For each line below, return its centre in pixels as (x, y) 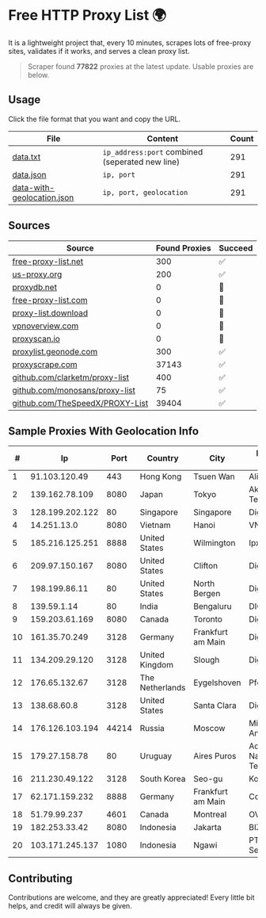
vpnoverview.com (46, 326)
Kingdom (157, 665)
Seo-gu (208, 779)
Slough (207, 660)
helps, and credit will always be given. (70, 906)
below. (38, 75)
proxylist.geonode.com (55, 351)
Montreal (210, 815)
